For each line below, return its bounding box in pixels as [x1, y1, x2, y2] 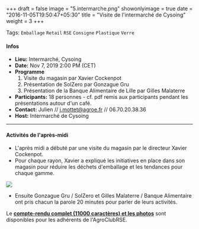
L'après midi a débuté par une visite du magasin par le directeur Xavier [14, 144, 188, 151]
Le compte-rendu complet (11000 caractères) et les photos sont [6, 210, 166, 217]
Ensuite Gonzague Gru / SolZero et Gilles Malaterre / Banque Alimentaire [14, 192, 192, 199]
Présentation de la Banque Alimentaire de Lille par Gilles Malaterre [23, 87, 185, 94]
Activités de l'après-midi [6, 131, 69, 138]
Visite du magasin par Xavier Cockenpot [23, 75, 122, 82]
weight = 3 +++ [6, 18, 44, 24]
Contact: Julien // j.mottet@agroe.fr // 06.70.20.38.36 [14, 106, 146, 113]
